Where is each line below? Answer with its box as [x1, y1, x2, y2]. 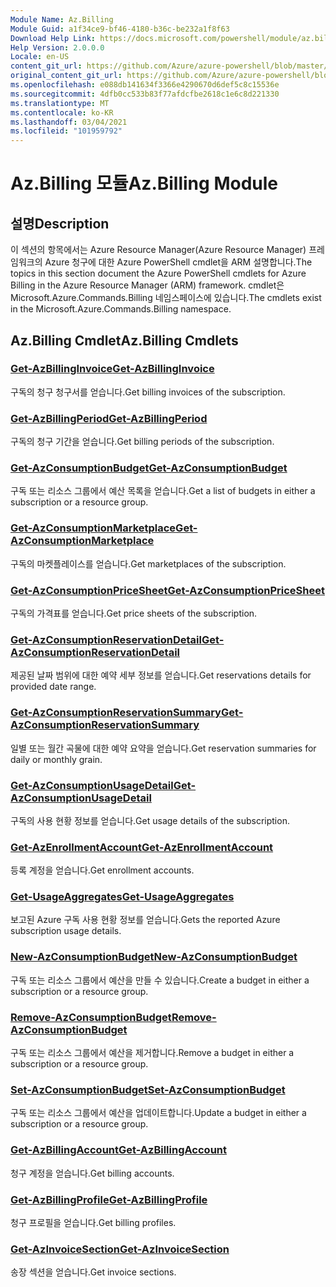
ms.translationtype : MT [10, 98, 110, 108]
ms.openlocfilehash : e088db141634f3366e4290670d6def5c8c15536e [10, 80, 280, 90]
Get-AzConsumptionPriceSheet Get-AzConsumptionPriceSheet [10, 583, 325, 597]
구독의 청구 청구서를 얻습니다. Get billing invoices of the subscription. [10, 386, 286, 398]
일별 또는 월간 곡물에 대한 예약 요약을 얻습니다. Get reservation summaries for [10, 742, 317, 754]
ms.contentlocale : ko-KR [10, 107, 114, 118]
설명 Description [10, 215, 110, 232]
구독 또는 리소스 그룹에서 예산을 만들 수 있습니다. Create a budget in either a [10, 974, 310, 986]
